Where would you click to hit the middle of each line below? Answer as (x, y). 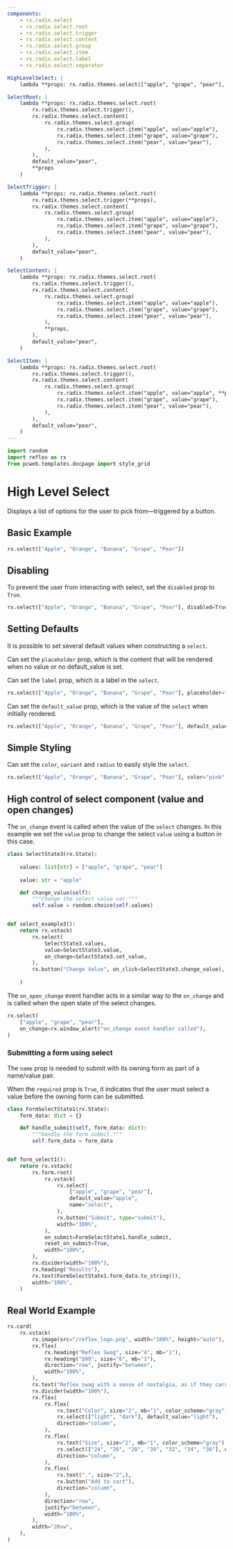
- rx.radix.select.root (54, 26)
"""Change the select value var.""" (85, 899)
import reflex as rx (37, 457)
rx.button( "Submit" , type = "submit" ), (111, 1217)
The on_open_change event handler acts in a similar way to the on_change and (115, 996)
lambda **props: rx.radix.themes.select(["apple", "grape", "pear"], (122, 84)
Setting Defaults (43, 629)
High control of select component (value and (106, 799)
